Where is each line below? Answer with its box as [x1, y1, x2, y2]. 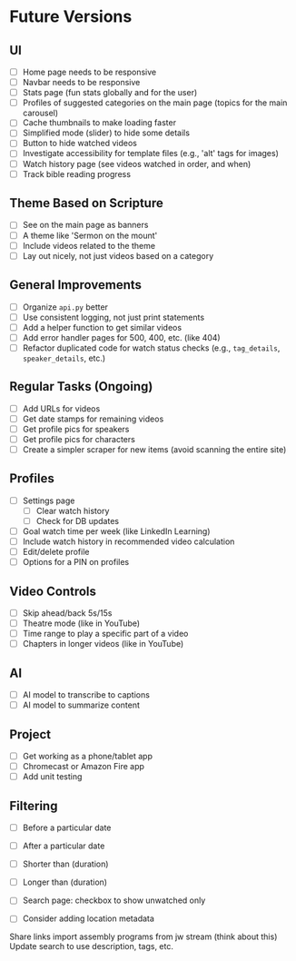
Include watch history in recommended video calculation [22, 536, 235, 547]
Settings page [22, 495, 75, 506]
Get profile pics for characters [22, 433, 136, 444]
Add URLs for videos [22, 402, 101, 414]
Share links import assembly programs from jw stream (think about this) [9, 931, 278, 942]
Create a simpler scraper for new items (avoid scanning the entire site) [22, 443, 287, 455]
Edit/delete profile [22, 547, 90, 558]
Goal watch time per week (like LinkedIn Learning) [22, 525, 211, 537]
